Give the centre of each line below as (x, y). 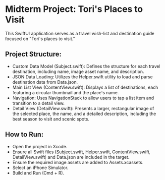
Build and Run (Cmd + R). (38, 173)
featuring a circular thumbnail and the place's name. (65, 92)
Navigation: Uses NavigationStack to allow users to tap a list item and (83, 98)
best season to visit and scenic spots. (51, 119)
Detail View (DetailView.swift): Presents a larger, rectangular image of (83, 108)
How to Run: (24, 135)
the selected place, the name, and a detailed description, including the (84, 114)
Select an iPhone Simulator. (40, 168)
